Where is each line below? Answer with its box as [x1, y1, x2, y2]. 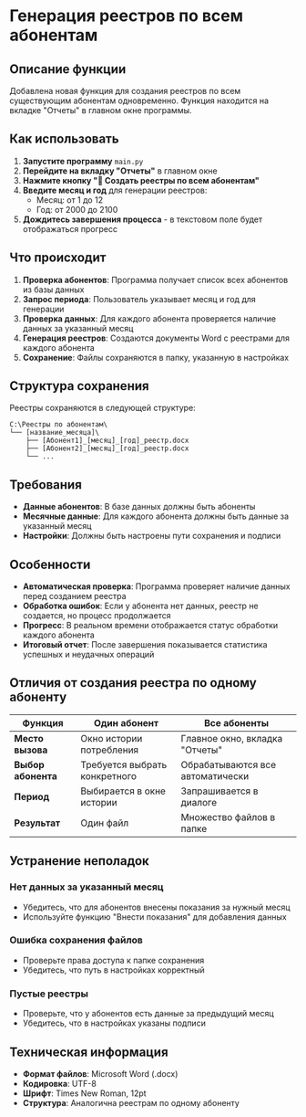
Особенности [9, 556, 91, 572]
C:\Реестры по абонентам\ [9, 420, 107, 429]
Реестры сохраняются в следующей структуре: [9, 403, 196, 414]
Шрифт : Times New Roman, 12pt [22, 1088, 148, 1099]
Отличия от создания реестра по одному [9, 675, 257, 690]
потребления [80, 743, 139, 756]
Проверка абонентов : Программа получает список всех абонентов [22, 274, 289, 285]
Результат [14, 817, 61, 829]
